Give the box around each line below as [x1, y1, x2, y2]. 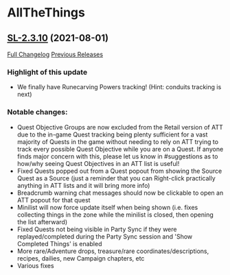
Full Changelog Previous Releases [7, 50, 104, 58]
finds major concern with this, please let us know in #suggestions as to [16, 152, 218, 160]
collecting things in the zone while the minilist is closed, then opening [16, 211, 214, 219]
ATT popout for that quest [16, 195, 91, 204]
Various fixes [16, 261, 54, 270]
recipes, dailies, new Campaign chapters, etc [16, 254, 145, 262]
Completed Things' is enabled [16, 239, 102, 248]
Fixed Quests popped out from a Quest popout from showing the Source [16, 167, 222, 175]
